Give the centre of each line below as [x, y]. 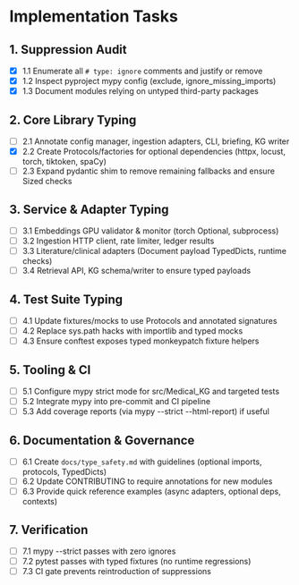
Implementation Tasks [94, 17]
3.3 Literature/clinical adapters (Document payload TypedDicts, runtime [154, 251]
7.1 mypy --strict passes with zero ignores [99, 551]
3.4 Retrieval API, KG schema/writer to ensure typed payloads [137, 271]
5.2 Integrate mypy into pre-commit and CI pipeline [116, 402]
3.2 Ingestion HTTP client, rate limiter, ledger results [118, 241]
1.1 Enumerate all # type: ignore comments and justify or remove [142, 71]
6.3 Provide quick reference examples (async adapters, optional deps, [151, 492]
